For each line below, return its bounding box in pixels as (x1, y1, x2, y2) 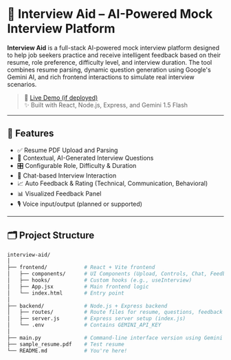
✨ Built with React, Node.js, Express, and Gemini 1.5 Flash (23, 100, 188, 109)
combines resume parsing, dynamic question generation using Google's (7, 65, 211, 74)
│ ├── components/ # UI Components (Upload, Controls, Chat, (7, 271, 208, 277)
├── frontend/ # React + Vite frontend (7, 264, 155, 271)
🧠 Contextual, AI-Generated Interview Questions (16, 153, 154, 162)
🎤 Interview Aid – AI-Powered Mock (7, 6, 213, 22)
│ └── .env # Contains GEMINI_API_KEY (7, 321, 162, 329)
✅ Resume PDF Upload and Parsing (16, 146, 118, 154)
